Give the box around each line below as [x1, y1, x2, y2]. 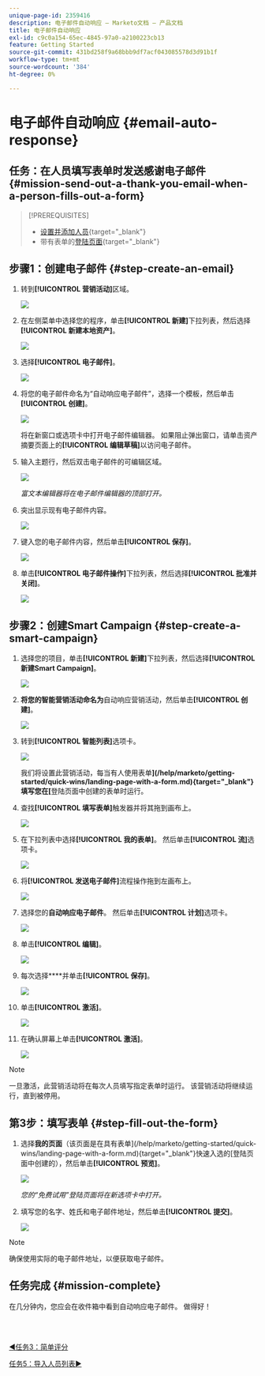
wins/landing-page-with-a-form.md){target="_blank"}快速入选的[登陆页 [20, 1149, 255, 1158]
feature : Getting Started [9, 41, 94, 49]
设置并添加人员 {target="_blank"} [39, 227, 147, 236]
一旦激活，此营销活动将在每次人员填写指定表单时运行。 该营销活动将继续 [9, 1081, 246, 1091]
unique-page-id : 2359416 [9, 11, 91, 20]
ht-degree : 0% [9, 70, 56, 78]
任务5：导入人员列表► [9, 1359, 82, 1368]
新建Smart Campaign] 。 [20, 664, 101, 673]
